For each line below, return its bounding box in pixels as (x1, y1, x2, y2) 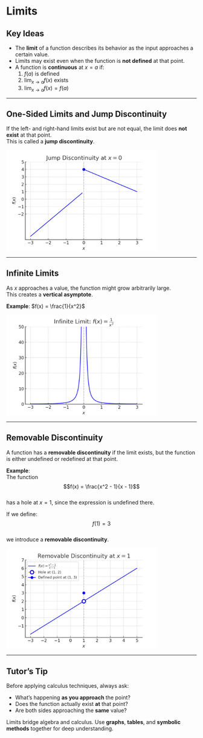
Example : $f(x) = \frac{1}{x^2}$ (6, 302, 86, 310)
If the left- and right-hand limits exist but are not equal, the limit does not (6, 125, 187, 132)
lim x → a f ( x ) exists (24, 77, 69, 85)
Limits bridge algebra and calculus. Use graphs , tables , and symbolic (6, 719, 181, 726)
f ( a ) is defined (24, 70, 60, 77)
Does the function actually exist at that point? (14, 700, 128, 708)
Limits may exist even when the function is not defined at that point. (14, 57, 185, 64)
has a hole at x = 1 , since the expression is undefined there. (6, 498, 155, 506)
